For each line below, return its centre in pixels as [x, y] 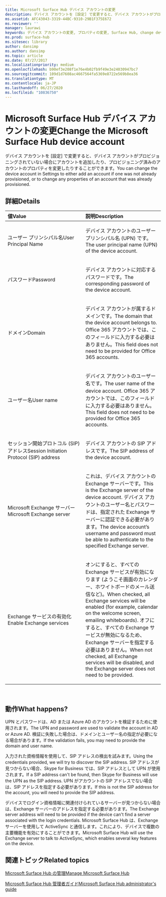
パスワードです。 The [110, 277]
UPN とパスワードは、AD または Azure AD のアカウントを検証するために [79, 721]
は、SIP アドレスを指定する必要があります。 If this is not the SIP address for [82, 787]
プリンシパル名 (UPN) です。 [119, 238]
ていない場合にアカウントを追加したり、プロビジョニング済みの [91, 162]
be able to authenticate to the [120, 539]
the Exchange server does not [120, 669]
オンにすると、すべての [112, 565]
